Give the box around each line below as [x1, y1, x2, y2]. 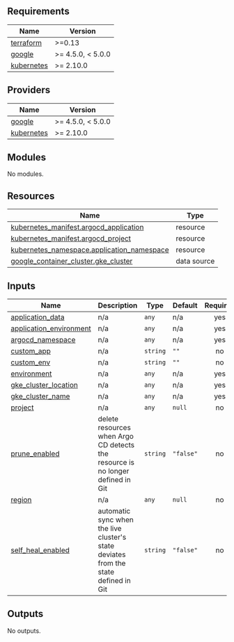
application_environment [10, 323, 92, 333]
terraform [10, 38, 42, 47]
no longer [97, 466, 130, 476]
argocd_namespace [10, 335, 76, 345]
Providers [7, 84, 51, 96]
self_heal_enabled [10, 545, 70, 555]
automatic [97, 506, 131, 516]
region [10, 495, 32, 505]
